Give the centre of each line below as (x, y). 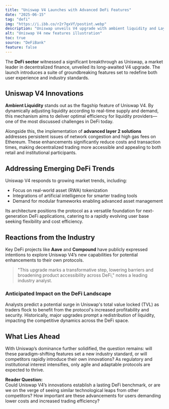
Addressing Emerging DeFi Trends (60, 168)
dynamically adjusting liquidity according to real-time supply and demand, (82, 111)
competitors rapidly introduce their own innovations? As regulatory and (79, 359)
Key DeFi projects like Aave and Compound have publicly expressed (76, 250)
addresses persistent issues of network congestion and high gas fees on (80, 137)
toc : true (16, 38)
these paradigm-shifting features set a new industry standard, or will (76, 354)
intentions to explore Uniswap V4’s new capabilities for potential (72, 255)
